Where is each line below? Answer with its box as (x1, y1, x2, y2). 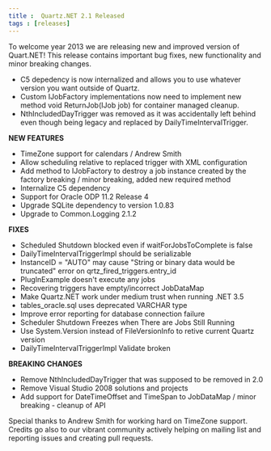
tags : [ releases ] (8, 19, 70, 27)
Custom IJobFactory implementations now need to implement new (19, 91, 242, 101)
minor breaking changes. (8, 58, 91, 69)
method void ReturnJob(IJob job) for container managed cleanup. (19, 100, 240, 110)
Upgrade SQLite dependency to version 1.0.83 (19, 200, 175, 210)
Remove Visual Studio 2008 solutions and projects (19, 383, 188, 393)
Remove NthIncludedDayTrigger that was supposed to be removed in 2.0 (19, 374, 264, 384)
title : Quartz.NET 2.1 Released (8, 11, 125, 20)
